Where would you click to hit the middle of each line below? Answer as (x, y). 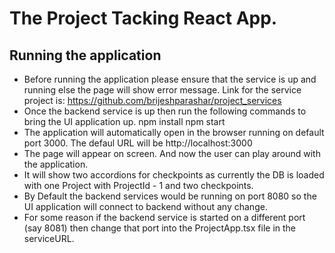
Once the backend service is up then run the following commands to (165, 111)
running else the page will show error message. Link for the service (162, 90)
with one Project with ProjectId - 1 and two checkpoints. (138, 185)
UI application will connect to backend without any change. (145, 206)
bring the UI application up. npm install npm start (124, 121)
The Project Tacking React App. (143, 18)
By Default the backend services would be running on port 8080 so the (170, 196)
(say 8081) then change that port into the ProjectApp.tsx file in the (160, 228)
